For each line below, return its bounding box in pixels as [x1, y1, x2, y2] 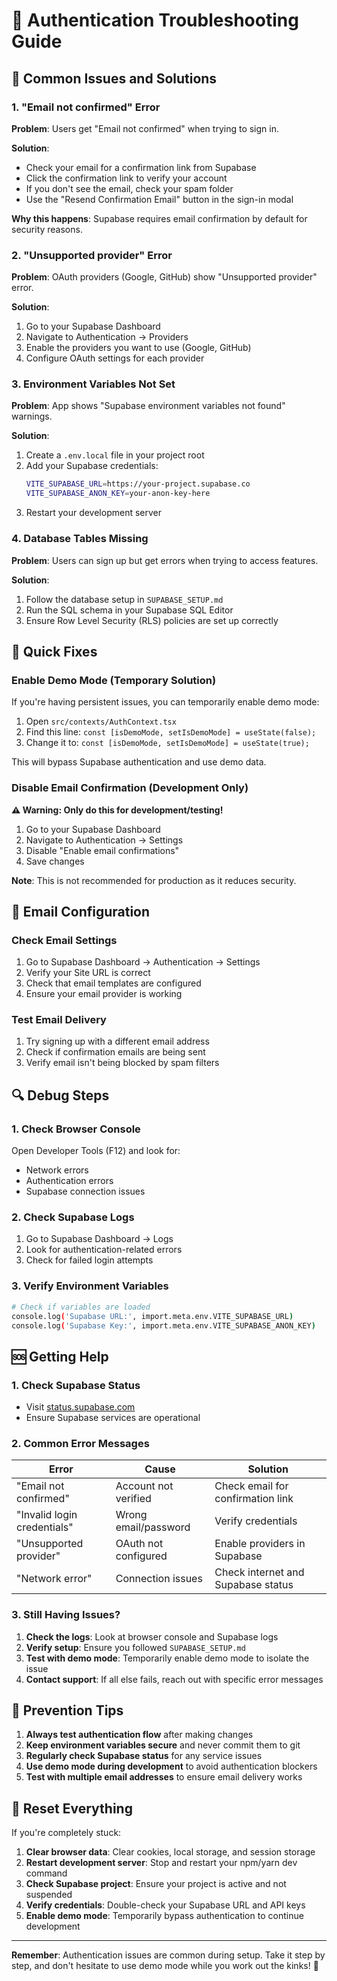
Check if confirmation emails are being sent [25, 1046, 206, 1058]
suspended [25, 1889, 73, 1901]
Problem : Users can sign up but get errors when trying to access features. [11, 554, 319, 566]
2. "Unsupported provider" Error [11, 248, 173, 262]
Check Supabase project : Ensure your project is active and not [25, 1878, 287, 1890]
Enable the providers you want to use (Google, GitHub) [25, 342, 252, 354]
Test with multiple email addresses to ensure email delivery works [25, 1771, 303, 1783]
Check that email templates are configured [25, 977, 202, 989]
